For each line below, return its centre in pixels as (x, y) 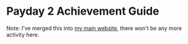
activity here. (23, 34)
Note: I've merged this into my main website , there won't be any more (94, 28)
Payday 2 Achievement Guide (83, 11)
